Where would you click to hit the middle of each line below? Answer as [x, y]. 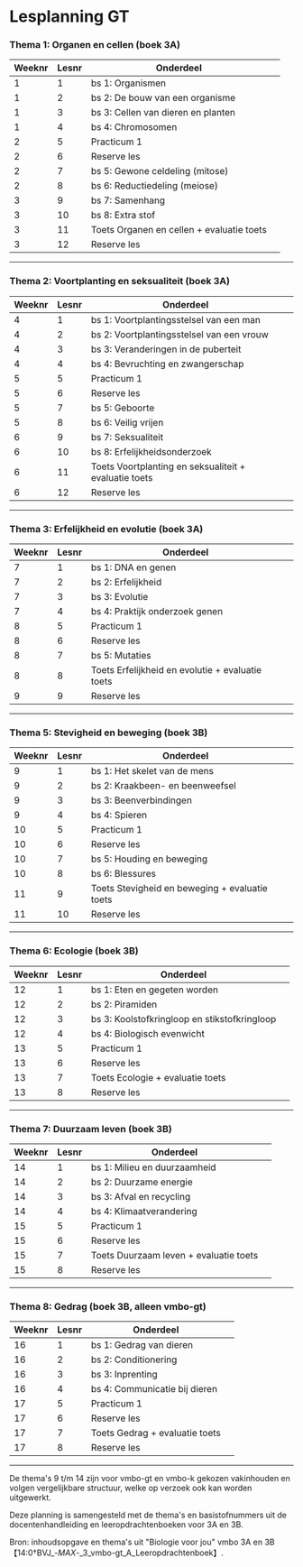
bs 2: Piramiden [124, 1004]
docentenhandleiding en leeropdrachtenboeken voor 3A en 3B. [126, 1525]
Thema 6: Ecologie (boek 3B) [74, 951]
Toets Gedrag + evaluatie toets [156, 1433]
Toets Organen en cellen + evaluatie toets [179, 230]
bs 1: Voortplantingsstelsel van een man [176, 319]
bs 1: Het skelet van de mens [152, 771]
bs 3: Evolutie [119, 597]
